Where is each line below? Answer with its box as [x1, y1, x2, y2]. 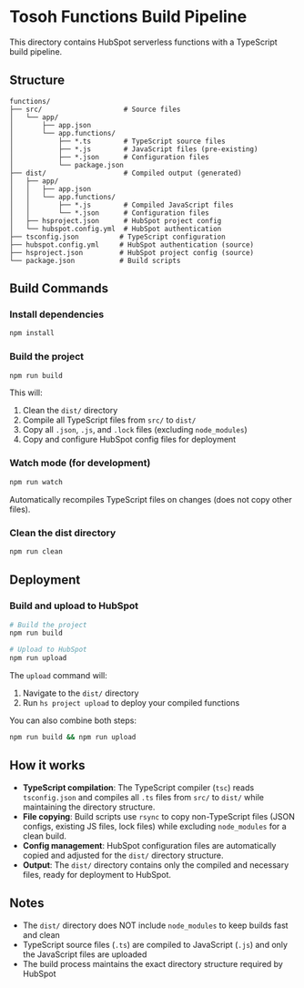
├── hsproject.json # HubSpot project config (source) [9, 248, 255, 257]
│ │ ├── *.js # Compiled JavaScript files [9, 200, 234, 209]
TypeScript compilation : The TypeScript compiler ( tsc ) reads [22, 781, 255, 793]
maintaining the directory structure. [22, 801, 156, 812]
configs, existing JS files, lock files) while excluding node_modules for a [22, 820, 287, 831]
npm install [9, 329, 55, 338]
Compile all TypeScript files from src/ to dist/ [22, 414, 197, 425]
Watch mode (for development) [9, 457, 151, 470]
